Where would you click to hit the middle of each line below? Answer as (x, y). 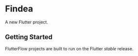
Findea (19, 9)
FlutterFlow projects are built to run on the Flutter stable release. (69, 48)
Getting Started (29, 37)
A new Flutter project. (27, 22)
